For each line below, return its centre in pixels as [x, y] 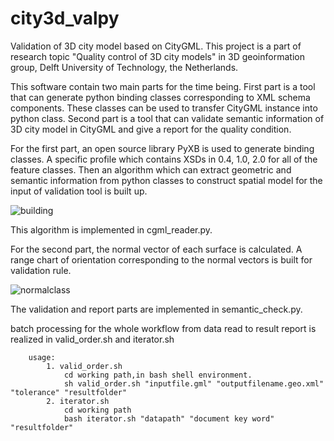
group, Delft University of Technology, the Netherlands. [124, 67]
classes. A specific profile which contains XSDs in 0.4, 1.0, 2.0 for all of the [164, 159]
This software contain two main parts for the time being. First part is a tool [163, 86]
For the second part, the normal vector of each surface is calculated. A [156, 249]
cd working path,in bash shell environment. [158, 375]
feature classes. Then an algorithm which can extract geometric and [151, 169]
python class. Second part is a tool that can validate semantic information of [167, 118]
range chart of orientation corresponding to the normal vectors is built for [161, 259]
